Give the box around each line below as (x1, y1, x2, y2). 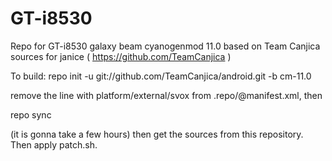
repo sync (10, 108, 52, 121)
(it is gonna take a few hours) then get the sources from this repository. (10, 128, 304, 140)
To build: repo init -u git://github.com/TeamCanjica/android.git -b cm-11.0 (10, 70, 312, 82)
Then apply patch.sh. (10, 138, 98, 151)
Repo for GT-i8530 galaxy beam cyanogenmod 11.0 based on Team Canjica (10, 40, 321, 52)
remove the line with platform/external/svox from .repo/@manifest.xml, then (10, 89, 323, 101)
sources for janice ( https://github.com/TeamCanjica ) (10, 50, 232, 62)
